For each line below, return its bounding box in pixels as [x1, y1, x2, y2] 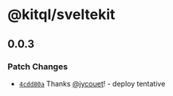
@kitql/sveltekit [7, 6, 116, 24]
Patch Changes [7, 61, 69, 72]
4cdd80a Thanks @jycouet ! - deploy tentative [18, 79, 166, 88]
